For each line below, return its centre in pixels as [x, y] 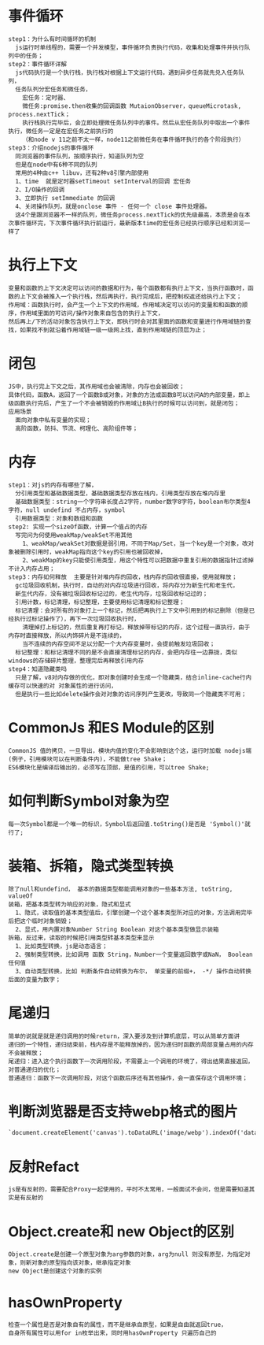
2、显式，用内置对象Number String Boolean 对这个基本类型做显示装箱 [117, 929]
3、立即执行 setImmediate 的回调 [65, 198]
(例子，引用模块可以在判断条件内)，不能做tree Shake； [88, 759]
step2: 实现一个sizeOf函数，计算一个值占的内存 [78, 527]
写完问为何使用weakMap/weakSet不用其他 [74, 535]
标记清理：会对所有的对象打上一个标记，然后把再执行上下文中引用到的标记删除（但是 [132, 610]
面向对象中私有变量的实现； [53, 420]
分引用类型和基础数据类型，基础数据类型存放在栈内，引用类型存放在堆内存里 [121, 493]
